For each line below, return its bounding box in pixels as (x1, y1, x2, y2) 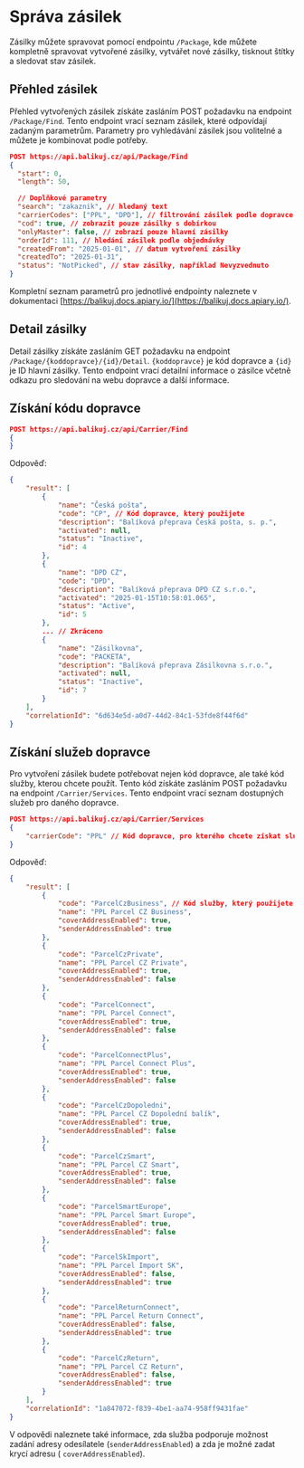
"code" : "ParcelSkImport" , (57, 1253, 160, 1262)
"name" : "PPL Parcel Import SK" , (57, 1261, 184, 1271)
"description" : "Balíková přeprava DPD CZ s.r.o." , (57, 585, 257, 594)
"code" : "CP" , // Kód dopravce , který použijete (57, 509, 245, 518)
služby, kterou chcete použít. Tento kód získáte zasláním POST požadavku (9, 778, 288, 789)
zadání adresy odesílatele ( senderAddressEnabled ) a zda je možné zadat (9, 1438, 276, 1449)
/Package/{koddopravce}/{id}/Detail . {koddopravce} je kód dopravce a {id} (9, 355, 292, 366)
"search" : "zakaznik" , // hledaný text (17, 202, 168, 212)
